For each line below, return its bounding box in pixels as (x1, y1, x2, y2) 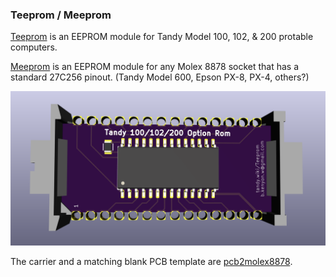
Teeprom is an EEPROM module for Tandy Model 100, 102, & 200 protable (10, 31, 314, 43)
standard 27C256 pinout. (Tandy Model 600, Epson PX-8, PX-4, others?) (10, 71, 310, 83)
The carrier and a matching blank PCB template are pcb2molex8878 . (10, 256, 293, 268)
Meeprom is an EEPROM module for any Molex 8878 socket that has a (10, 61, 300, 73)
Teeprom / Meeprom (10, 8, 112, 22)
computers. (10, 41, 58, 53)
